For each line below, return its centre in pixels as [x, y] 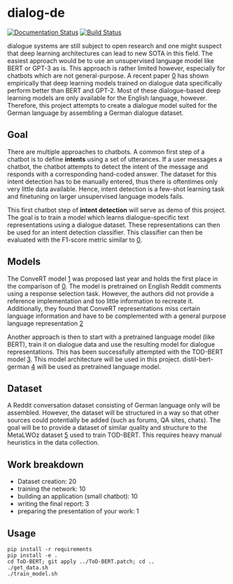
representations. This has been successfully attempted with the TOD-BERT [115, 352]
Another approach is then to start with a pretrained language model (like [111, 337]
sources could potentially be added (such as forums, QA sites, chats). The [114, 420]
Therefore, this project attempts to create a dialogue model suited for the [112, 105]
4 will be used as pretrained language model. [96, 366]
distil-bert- [198, 359]
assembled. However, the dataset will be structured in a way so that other [113, 413]
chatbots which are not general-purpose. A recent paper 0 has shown [108, 76]
